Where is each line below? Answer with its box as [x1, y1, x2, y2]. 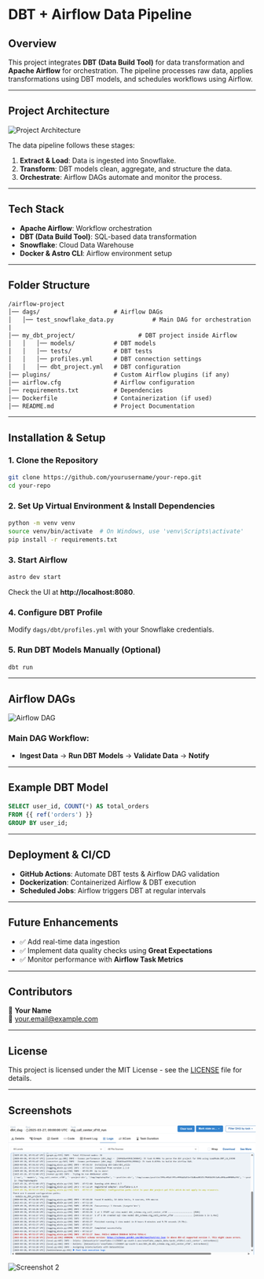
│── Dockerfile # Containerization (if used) [8, 394, 213, 402]
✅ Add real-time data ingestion [19, 936, 120, 946]
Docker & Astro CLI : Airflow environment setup [19, 248, 173, 258]
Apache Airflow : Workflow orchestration [19, 223, 152, 233]
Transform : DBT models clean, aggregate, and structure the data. [19, 163, 233, 174]
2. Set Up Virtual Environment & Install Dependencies [8, 500, 215, 511]
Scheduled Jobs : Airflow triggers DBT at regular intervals [19, 885, 207, 895]
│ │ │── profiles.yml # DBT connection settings [8, 355, 202, 363]
